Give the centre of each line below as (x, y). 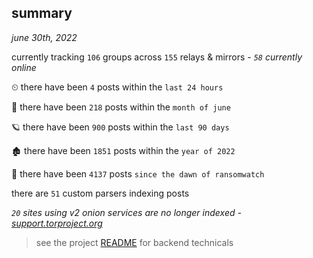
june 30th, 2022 (44, 37)
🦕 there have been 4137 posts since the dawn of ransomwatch (138, 173)
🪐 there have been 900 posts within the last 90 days (120, 127)
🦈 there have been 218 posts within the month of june (121, 107)
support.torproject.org (57, 223)
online (24, 67)
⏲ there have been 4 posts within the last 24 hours (117, 87)
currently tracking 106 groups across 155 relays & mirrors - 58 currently (157, 57)
